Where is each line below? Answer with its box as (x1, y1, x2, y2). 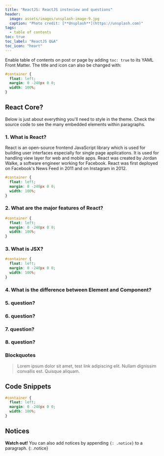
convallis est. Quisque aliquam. (17, 368, 80, 374)
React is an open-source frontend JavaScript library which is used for (5, 145, 146, 151)
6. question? (5, 312, 36, 319)
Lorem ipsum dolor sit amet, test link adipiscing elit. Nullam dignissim (17, 363, 157, 369)
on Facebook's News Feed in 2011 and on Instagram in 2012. (5, 166, 127, 172)
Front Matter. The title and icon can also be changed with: (5, 62, 121, 68)
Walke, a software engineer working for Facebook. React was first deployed (5, 160, 158, 166)
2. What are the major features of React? (5, 205, 104, 212)
